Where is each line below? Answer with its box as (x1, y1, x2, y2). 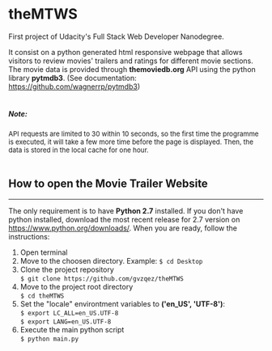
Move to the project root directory (19, 281, 134, 291)
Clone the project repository (19, 264, 115, 274)
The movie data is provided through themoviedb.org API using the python (8, 64, 257, 74)
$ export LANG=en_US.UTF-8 (19, 317, 112, 326)
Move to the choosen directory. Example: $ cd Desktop (19, 256, 203, 265)
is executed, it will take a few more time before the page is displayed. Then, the (8, 137, 253, 146)
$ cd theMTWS (19, 292, 65, 300)
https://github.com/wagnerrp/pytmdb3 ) (8, 82, 140, 91)
